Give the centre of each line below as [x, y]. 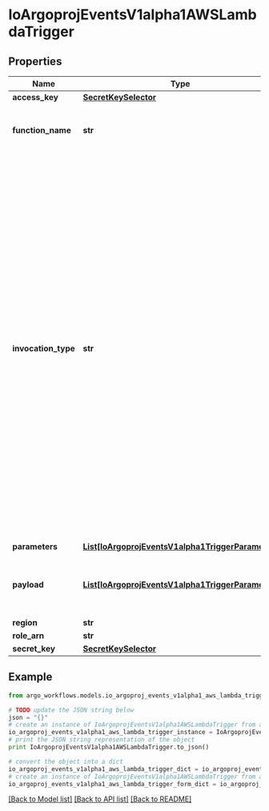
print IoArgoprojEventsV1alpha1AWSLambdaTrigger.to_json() [109, 747]
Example [30, 677]
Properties [35, 61]
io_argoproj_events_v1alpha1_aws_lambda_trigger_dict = [103, 769]
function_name [42, 130]
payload [28, 584]
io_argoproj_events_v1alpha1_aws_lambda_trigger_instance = [111, 733]
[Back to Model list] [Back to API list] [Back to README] [100, 799]
